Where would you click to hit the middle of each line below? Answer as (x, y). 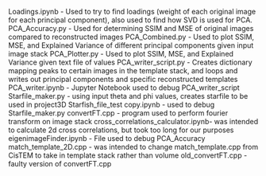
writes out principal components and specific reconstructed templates (123, 79)
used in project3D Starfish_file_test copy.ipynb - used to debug (112, 104)
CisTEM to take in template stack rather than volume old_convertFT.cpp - (128, 155)
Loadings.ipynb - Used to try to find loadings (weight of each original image (132, 12)
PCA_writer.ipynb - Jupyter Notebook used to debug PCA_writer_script (124, 88)
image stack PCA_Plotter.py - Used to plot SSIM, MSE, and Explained (121, 54)
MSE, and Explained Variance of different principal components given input (131, 45)
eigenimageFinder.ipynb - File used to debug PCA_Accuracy (107, 138)
